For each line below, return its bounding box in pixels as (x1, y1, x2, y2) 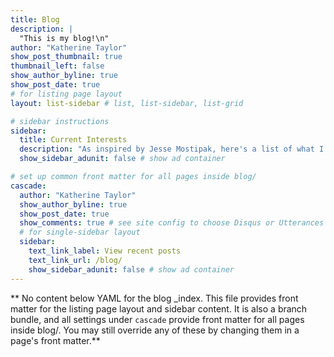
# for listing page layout (10, 89, 123, 99)
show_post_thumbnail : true (10, 52, 123, 62)
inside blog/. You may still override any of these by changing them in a (10, 324, 300, 336)
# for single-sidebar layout (19, 227, 141, 238)
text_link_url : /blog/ (28, 255, 123, 265)
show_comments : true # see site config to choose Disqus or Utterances (19, 218, 325, 228)
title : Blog (10, 14, 60, 25)
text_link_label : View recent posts (28, 246, 182, 256)
